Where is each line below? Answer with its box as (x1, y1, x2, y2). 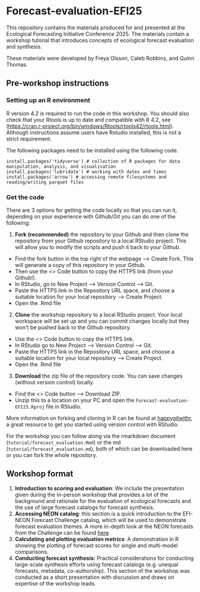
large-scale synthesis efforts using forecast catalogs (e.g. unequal (14, 560, 179, 568)
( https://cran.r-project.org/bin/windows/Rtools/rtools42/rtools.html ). (6, 122, 174, 130)
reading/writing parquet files (6, 179, 84, 185)
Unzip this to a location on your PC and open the (14, 396, 134, 404)
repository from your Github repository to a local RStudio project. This (14, 237, 187, 244)
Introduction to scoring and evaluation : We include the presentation (14, 484, 184, 492)
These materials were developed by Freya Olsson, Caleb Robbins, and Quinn (6, 54, 195, 62)
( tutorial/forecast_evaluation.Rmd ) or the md (6, 438, 121, 446)
